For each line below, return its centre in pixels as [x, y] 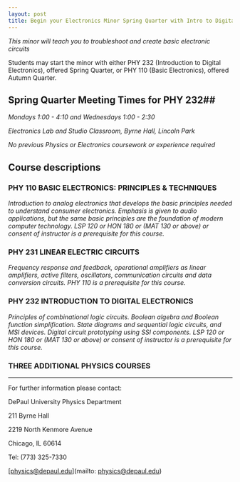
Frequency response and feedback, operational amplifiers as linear [107, 268]
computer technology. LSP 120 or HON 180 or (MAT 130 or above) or [109, 226]
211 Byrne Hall [28, 416]
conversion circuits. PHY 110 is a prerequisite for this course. [97, 283]
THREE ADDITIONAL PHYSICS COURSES [79, 366]
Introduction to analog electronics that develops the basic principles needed [120, 203]
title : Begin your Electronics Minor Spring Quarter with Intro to [110, 21]
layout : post [27, 14]
